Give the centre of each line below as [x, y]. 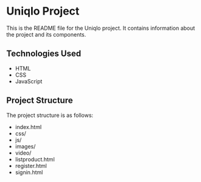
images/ [25, 146]
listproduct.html [35, 159]
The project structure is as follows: [50, 115]
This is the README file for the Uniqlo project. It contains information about [101, 28]
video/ [23, 153]
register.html [31, 166]
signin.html [29, 172]
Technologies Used [44, 54]
